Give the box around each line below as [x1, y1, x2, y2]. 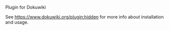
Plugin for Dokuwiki [5, 4, 46, 10]
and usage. [5, 19, 29, 25]
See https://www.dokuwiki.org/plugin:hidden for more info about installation [5, 14, 164, 19]
